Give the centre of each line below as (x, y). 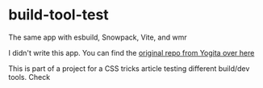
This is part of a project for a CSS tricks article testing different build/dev (129, 68)
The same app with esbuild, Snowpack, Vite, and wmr (98, 37)
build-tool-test (58, 15)
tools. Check (29, 77)
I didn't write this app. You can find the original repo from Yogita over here (131, 52)
